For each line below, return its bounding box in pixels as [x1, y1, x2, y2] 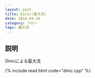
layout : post [5, 7, 32, 12]
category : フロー [5, 20, 38, 26]
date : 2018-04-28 [5, 16, 40, 21]
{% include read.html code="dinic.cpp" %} [5, 67, 91, 73]
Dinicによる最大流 [5, 58, 41, 63]
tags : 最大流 [5, 25, 29, 30]
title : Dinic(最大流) [5, 12, 47, 16]
